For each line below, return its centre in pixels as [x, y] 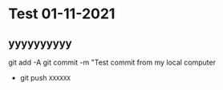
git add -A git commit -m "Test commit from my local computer [112, 62]
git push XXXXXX [45, 78]
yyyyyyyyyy [40, 43]
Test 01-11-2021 [62, 14]
